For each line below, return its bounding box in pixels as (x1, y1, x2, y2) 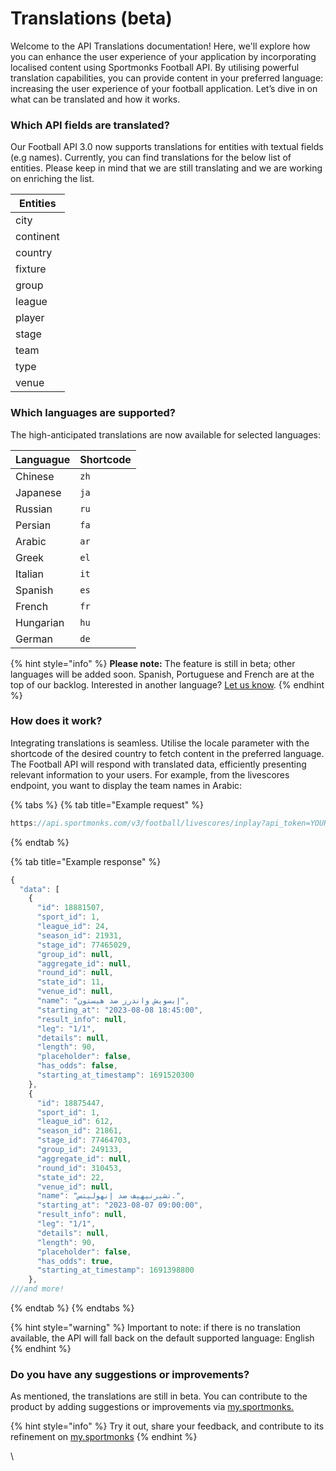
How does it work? (10, 714, 103, 728)
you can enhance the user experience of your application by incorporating (10, 50, 317, 62)
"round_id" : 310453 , (36, 1163, 123, 1173)
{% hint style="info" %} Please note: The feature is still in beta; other (10, 657, 296, 669)
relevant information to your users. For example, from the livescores (10, 768, 290, 781)
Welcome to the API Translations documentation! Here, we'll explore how (10, 40, 311, 52)
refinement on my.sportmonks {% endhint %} (10, 1431, 198, 1443)
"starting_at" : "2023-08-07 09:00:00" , (36, 1200, 203, 1211)
